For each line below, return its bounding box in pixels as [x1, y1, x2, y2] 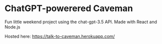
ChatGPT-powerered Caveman [4, 3, 133, 14]
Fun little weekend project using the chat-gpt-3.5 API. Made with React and [4, 19, 157, 25]
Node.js [4, 24, 21, 29]
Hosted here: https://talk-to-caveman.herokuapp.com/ [4, 33, 115, 39]
